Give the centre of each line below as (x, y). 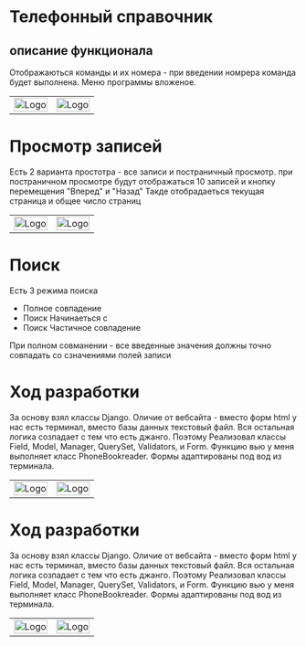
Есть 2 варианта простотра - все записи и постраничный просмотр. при (151, 172)
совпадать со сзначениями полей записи (90, 355)
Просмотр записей (86, 147)
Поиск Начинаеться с (65, 318)
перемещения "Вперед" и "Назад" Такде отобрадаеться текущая (137, 191)
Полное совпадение (62, 308)
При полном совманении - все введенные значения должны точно (141, 345)
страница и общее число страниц (75, 201)
